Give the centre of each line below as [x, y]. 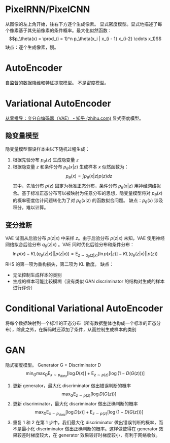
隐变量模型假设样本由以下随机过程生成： [47, 149]
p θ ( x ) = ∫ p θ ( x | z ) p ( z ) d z [89, 177]
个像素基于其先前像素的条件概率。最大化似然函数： [59, 30]
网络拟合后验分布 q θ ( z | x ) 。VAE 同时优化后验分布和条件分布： [70, 245]
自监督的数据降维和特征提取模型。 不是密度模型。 [57, 83]
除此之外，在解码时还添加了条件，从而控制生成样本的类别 [76, 330]
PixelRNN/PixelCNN [48, 9]
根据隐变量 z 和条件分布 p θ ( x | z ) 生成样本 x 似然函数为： [71, 167]
